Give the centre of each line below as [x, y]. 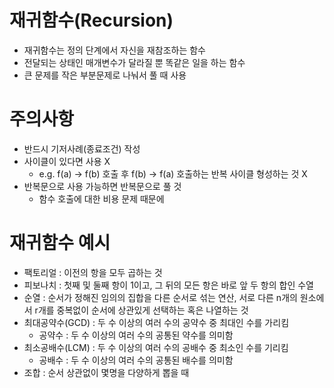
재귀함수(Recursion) [91, 20]
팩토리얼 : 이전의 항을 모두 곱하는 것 [93, 272]
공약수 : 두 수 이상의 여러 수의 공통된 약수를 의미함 [136, 335]
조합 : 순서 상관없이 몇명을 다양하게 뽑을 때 [106, 372]
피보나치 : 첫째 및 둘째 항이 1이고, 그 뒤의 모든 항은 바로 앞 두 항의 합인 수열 [168, 285]
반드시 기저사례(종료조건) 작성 [82, 148]
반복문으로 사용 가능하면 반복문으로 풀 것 [102, 186]
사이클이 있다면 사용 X [67, 161]
